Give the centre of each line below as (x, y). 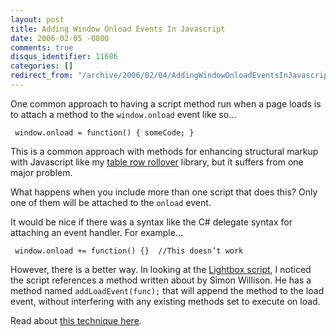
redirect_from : (42, 76)
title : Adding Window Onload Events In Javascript (118, 29)
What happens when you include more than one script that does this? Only (164, 192)
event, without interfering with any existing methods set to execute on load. (165, 301)
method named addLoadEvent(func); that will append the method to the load (167, 290)
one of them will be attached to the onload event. (111, 202)
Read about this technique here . (76, 320)
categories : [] (42, 66)
